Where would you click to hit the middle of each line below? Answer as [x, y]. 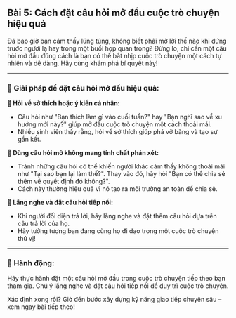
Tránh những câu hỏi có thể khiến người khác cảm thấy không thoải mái [121, 166]
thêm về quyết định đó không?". [64, 181]
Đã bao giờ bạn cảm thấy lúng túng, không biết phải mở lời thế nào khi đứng [117, 41]
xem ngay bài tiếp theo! [41, 307]
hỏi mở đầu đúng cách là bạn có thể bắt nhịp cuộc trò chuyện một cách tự [114, 55]
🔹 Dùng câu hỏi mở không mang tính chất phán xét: [83, 153]
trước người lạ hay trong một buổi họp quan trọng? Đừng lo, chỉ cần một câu [117, 48]
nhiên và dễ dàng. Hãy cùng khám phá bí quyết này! [83, 63]
